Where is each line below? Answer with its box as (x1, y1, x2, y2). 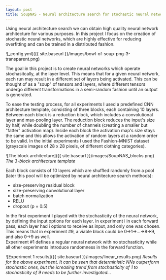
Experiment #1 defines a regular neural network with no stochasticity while (5, 239, 157, 245)
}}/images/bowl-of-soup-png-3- (64, 50, 131, 57)
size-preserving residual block (12, 182, 75, 188)
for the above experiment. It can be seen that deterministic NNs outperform (5, 259, 159, 265)
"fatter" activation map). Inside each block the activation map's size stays (5, 127, 155, 133)
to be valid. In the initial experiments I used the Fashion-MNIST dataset (5, 138, 149, 143)
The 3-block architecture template (5, 158, 76, 164)
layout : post (5, 7, 33, 12)
